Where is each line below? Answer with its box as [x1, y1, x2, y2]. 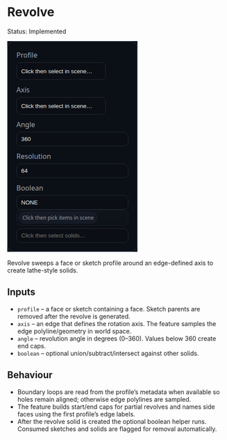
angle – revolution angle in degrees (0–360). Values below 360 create [17, 334, 217, 343]
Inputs [7, 286, 36, 298]
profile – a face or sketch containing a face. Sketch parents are [17, 304, 201, 313]
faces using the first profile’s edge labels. [17, 409, 135, 418]
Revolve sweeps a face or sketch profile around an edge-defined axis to [7, 259, 214, 267]
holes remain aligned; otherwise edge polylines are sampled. [17, 395, 192, 403]
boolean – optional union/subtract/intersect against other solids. [17, 349, 199, 357]
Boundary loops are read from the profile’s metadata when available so [17, 387, 220, 396]
